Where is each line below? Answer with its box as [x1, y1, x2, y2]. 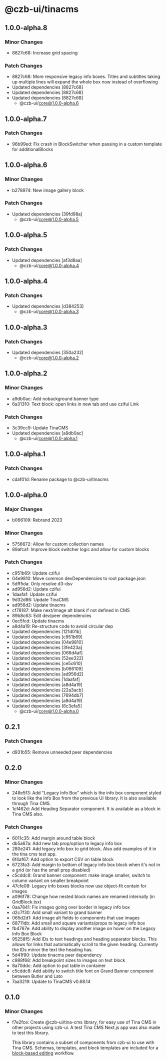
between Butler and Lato [11, 973, 63, 979]
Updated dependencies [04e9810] [11, 639, 83, 645]
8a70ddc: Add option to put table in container [11, 962, 106, 968]
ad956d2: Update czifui [11, 586, 61, 592]
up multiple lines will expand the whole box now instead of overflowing [11, 79, 158, 85]
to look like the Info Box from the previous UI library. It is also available [11, 795, 157, 801]
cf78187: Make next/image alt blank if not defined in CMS [11, 607, 130, 613]
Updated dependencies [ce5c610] [11, 660, 82, 666]
